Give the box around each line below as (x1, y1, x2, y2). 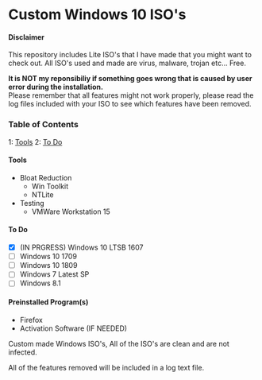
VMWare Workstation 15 (31, 207, 111, 216)
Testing (19, 198, 45, 207)
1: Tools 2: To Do (8, 137, 63, 146)
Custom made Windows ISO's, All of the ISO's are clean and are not (8, 339, 230, 348)
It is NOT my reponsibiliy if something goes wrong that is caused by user (8, 74, 252, 83)
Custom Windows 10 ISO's (8, 6, 187, 24)
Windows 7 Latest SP (19, 269, 90, 279)
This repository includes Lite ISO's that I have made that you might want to (8, 50, 252, 60)
